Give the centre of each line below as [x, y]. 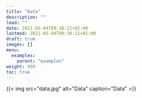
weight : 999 [21, 66]
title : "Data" [24, 12]
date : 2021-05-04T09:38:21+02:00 [47, 28]
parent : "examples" [41, 61]
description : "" [26, 17]
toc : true [18, 72]
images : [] [19, 45]
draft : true [21, 39]
